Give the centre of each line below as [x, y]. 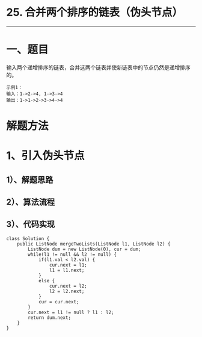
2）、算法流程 [31, 202]
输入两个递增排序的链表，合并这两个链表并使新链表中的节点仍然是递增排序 [98, 67]
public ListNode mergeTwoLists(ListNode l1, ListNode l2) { [94, 244]
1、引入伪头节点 [46, 156]
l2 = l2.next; [67, 291]
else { [47, 280]
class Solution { [28, 238]
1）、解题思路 [30, 180]
